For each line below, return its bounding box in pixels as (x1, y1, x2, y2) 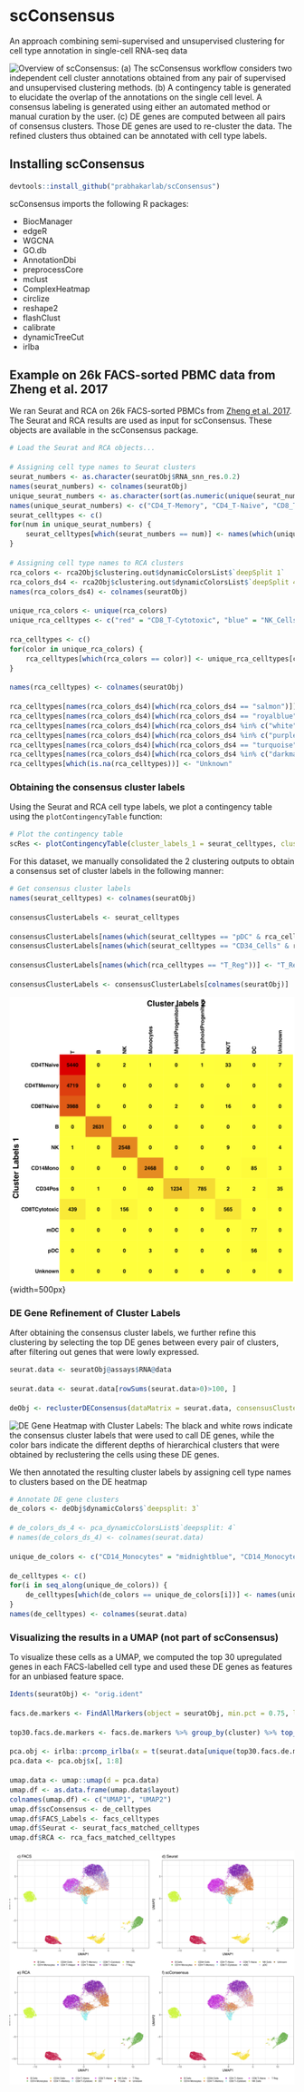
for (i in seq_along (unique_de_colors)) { (9, 1581, 168, 1590)
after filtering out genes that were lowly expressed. (9, 1347, 200, 1358)
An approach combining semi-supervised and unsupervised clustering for (9, 35, 285, 46)
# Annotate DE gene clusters (9, 1495, 119, 1504)
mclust (22, 273, 48, 284)
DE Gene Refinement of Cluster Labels (9, 1306, 181, 1319)
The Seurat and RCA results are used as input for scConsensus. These (9, 415, 273, 427)
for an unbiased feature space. (9, 1671, 124, 1682)
